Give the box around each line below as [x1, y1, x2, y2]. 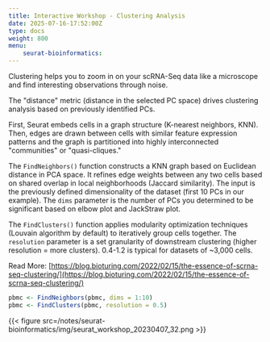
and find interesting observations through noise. [8, 80, 168, 90]
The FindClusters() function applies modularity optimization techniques [8, 219, 248, 229]
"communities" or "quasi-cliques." [8, 146, 122, 155]
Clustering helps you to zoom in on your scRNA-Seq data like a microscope [8, 72, 259, 81]
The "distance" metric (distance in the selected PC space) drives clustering [8, 96, 259, 105]
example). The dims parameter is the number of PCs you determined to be [8, 195, 254, 205]
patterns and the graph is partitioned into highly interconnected [8, 137, 219, 146]
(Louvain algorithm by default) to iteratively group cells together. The [8, 228, 237, 238]
